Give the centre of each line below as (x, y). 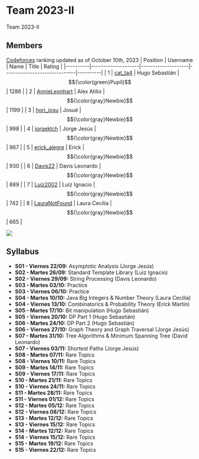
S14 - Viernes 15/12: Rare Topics (55, 437)
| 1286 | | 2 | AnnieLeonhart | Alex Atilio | (56, 91)
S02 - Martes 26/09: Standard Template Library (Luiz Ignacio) (91, 272)
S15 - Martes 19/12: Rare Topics (54, 443)
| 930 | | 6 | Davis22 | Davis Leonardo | (53, 166)
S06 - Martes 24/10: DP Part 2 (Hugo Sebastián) (75, 323)
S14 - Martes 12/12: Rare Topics (54, 430)
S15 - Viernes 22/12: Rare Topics (55, 449)
